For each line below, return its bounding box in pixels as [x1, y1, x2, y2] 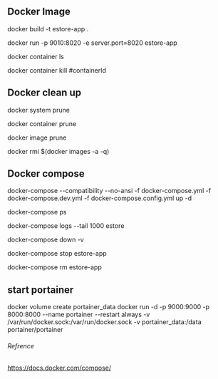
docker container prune [7, 119, 77, 128]
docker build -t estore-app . [7, 24, 89, 33]
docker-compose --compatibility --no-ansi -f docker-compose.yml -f [7, 187, 212, 195]
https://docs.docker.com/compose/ [7, 363, 112, 373]
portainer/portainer [7, 326, 63, 334]
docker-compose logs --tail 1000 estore [7, 222, 125, 230]
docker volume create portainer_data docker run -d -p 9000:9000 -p [7, 303, 210, 311]
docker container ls [7, 52, 64, 61]
